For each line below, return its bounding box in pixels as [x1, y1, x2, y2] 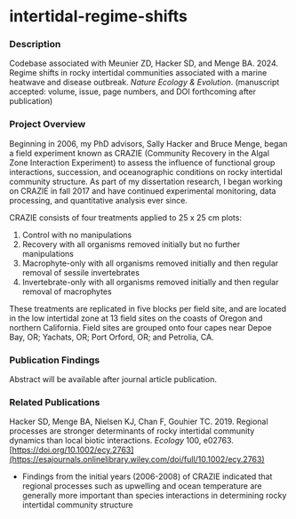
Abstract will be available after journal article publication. [9, 374, 218, 385]
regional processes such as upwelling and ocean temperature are [21, 481, 262, 491]
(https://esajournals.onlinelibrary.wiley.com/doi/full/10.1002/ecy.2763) [9, 454, 265, 465]
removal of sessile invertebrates [21, 267, 140, 277]
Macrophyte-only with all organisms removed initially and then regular [21, 258, 279, 268]
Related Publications [9, 396, 100, 408]
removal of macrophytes [21, 286, 113, 297]
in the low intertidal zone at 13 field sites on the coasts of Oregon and [9, 313, 263, 323]
